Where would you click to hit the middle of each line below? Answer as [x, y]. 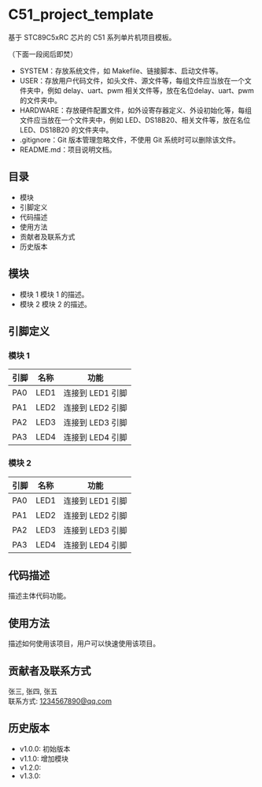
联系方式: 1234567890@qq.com [60, 701]
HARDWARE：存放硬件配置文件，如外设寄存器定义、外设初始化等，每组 [136, 110]
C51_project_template [81, 15]
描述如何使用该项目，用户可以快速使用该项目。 [84, 644]
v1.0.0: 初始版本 [45, 748]
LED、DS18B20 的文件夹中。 [66, 130]
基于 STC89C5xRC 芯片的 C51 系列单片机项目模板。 [92, 37]
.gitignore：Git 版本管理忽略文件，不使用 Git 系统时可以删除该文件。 [129, 139]
